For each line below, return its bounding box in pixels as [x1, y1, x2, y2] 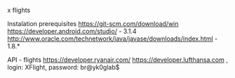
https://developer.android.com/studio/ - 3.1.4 [7, 27, 137, 35]
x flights [7, 6, 31, 14]
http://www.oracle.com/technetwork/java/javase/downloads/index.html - [7, 34, 218, 43]
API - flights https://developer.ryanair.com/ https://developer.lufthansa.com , [7, 56, 228, 64]
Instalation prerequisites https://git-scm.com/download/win [7, 20, 179, 27]
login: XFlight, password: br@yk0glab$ [7, 63, 120, 71]
